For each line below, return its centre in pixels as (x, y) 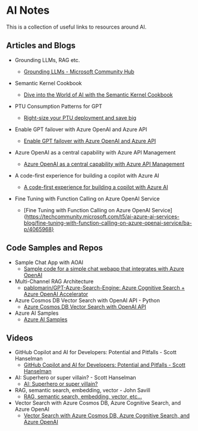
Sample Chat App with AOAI (49, 262)
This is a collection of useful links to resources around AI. (76, 27)
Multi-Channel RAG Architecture (54, 281)
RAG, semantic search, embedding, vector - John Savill (82, 390)
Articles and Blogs (41, 46)
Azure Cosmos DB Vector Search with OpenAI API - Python (87, 300)
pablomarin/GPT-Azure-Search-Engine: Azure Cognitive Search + (104, 287)
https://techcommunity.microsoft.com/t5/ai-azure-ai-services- (103, 216)
